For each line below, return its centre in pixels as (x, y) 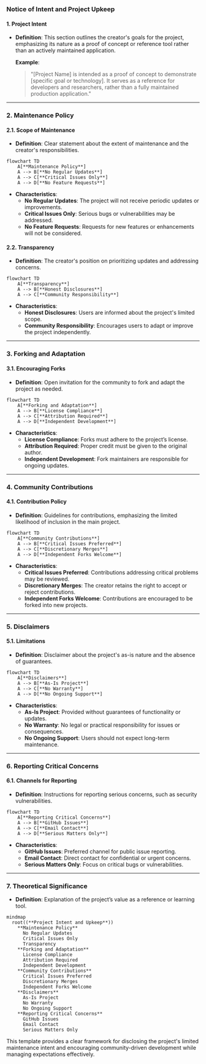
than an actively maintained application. (65, 50)
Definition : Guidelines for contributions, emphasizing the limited (96, 515)
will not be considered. (53, 233)
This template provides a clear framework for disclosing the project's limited (103, 1041)
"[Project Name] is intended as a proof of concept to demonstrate (113, 74)
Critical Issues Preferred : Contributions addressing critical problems (111, 572)
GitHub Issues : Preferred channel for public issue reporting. (100, 851)
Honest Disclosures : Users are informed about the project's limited (109, 313)
